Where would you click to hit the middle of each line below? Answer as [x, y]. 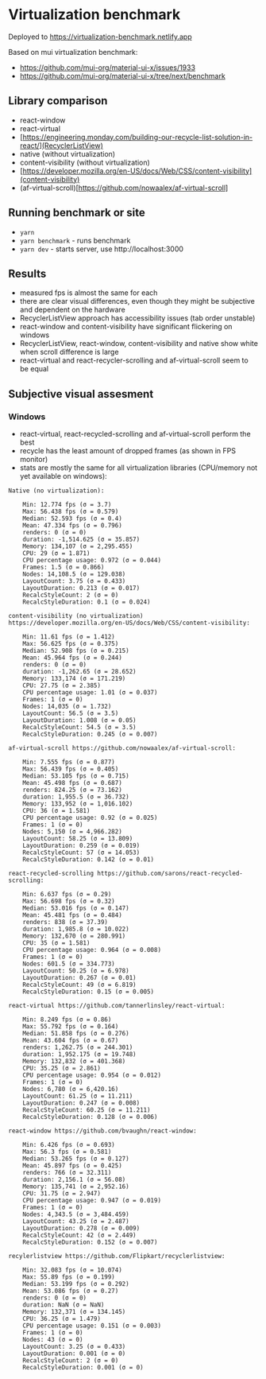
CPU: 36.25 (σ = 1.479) [62, 1319]
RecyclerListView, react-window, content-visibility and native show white [139, 344]
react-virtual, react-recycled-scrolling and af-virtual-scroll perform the [135, 434]
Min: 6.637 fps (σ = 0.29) [67, 895]
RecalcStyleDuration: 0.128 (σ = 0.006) [90, 1117]
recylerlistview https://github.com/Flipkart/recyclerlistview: [117, 1257]
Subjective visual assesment [81, 394]
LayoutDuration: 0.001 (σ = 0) [74, 1354]
